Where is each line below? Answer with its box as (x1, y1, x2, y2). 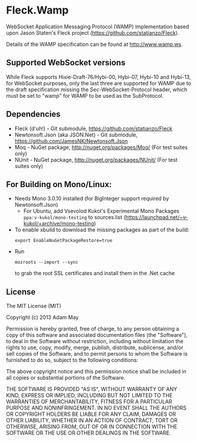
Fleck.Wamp (6, 4, 69, 17)
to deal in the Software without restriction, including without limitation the (6, 338, 183, 345)
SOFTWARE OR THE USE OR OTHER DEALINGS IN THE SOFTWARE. (6, 429, 171, 436)
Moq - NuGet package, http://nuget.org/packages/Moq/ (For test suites (14, 144, 188, 151)
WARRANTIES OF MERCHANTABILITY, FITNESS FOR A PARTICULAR (6, 398, 172, 405)
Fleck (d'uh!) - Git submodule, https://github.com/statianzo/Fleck (14, 125, 173, 132)
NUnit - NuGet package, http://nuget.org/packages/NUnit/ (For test (14, 156, 178, 163)
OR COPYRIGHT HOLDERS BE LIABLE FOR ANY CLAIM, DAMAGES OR (6, 410, 176, 418)
